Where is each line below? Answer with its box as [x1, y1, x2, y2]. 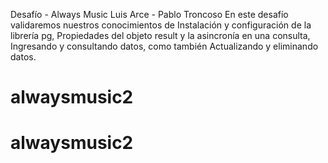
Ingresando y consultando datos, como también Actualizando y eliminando [10, 40, 319, 52]
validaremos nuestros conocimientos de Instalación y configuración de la [10, 19, 312, 31]
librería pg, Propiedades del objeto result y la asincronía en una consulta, [10, 30, 311, 41]
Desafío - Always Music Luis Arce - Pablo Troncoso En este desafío [10, 9, 289, 20]
